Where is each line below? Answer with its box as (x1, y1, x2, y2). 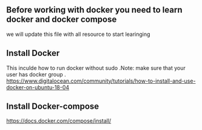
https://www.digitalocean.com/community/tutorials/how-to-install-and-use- (6, 77, 196, 84)
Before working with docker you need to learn (6, 5, 183, 15)
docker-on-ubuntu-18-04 (6, 83, 70, 91)
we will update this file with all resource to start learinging (6, 30, 150, 38)
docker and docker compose (6, 15, 117, 25)
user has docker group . (6, 70, 67, 78)
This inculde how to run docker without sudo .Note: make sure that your (6, 64, 186, 72)
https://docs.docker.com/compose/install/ (6, 117, 112, 125)
